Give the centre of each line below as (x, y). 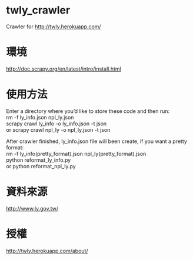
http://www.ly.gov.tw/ (32, 208)
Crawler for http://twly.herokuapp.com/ (54, 26)
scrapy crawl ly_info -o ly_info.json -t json (56, 124)
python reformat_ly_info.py (39, 160)
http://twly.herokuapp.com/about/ (47, 251)
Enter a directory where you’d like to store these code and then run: (88, 111)
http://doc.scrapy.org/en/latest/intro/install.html (64, 69)
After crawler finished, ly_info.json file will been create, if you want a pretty (96, 141)
